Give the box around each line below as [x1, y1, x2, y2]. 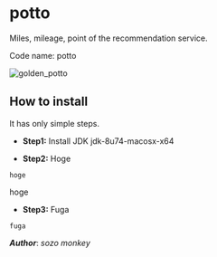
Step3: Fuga [22, 204, 70, 214]
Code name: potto [9, 50, 77, 61]
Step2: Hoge [22, 153, 71, 164]
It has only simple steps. [9, 118, 99, 128]
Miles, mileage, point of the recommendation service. [9, 33, 208, 43]
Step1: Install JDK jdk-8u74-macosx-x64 [22, 135, 175, 147]
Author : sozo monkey [9, 237, 90, 248]
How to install [9, 94, 89, 109]
